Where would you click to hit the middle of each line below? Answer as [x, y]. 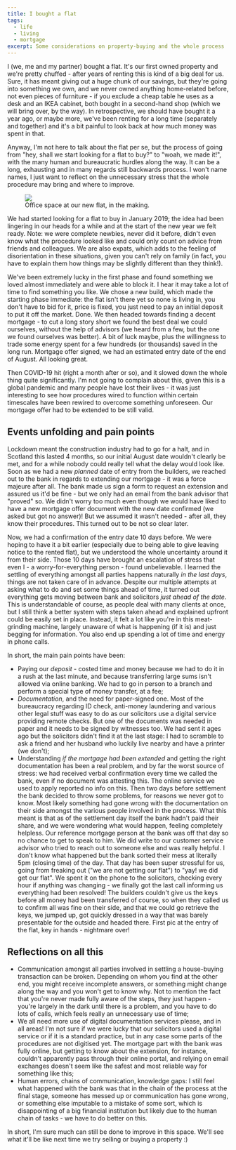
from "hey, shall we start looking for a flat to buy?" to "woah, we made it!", [114, 154]
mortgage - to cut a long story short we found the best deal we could [107, 322]
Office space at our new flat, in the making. [87, 205]
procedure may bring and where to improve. [71, 184]
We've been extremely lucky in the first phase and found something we [110, 277]
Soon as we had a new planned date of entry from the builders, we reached [117, 471]
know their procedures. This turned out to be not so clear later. [98, 523]
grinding [19, 626]
